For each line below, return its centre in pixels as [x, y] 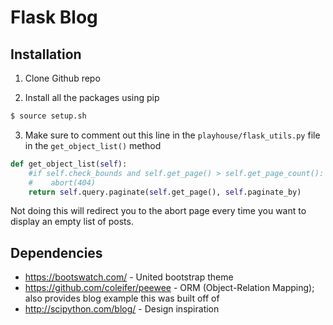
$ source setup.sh [48, 116]
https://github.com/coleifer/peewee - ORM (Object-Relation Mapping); [169, 288]
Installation [46, 54]
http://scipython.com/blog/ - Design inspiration [122, 309]
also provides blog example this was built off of [122, 298]
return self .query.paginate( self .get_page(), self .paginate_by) [165, 192]
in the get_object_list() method [93, 145]
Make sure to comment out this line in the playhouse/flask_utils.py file [172, 135]
